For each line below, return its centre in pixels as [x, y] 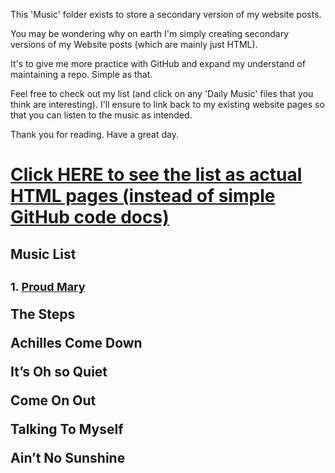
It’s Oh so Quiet [59, 371]
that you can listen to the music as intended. [101, 115]
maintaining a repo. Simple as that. [81, 74]
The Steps [43, 314]
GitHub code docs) [90, 217]
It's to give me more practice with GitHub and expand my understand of [158, 63]
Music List [43, 254]
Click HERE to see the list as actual [156, 175]
